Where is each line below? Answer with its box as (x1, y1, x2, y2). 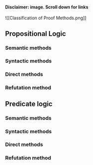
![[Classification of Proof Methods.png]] (5, 15, 87, 21)
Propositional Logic (5, 29, 66, 38)
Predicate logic (5, 99, 53, 108)
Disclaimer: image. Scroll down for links (5, 4, 89, 10)
